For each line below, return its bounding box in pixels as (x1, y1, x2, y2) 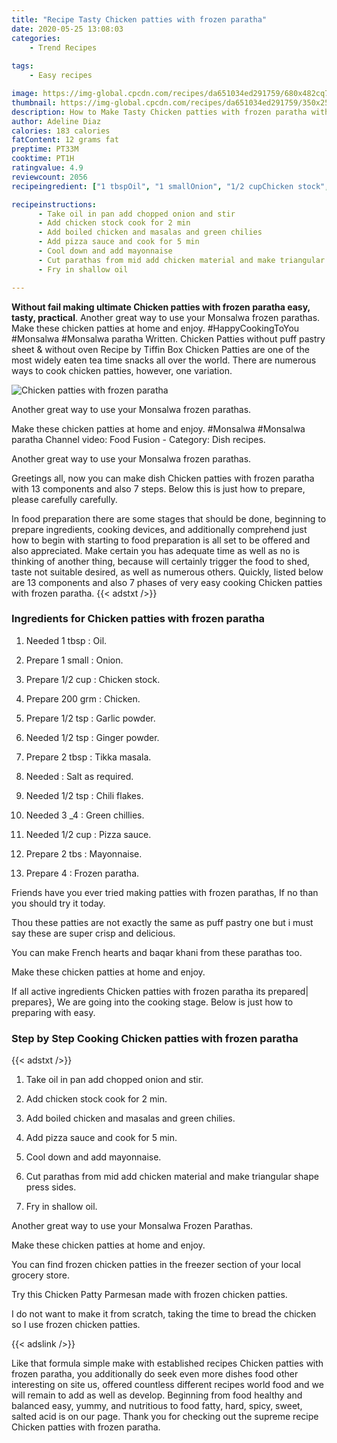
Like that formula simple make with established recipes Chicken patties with (11, 1357, 324, 1370)
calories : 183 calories (11, 126, 111, 136)
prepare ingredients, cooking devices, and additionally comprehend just (11, 523, 308, 535)
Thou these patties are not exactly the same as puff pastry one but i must (11, 916, 314, 928)
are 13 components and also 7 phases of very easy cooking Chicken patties (11, 576, 323, 588)
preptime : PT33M (11, 144, 79, 155)
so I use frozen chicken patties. (11, 1319, 141, 1331)
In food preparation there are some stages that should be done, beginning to (11, 512, 327, 525)
